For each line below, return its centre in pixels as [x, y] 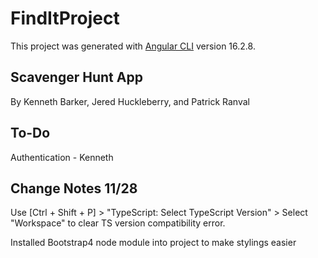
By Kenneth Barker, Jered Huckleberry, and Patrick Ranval [130, 101]
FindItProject [65, 18]
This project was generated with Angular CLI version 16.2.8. [133, 46]
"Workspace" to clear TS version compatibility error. [118, 223]
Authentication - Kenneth [62, 157]
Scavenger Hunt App [76, 77]
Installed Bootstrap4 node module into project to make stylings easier [153, 243]
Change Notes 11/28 [74, 188]
